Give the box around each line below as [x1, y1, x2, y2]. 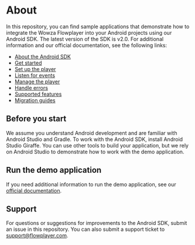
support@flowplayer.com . [6, 232, 69, 239]
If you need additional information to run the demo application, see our [6, 180, 177, 188]
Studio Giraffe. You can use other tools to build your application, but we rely [6, 142, 189, 149]
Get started [14, 59, 42, 66]
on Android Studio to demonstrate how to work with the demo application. [6, 148, 184, 155]
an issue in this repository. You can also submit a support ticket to [6, 226, 165, 233]
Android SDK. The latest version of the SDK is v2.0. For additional [6, 35, 164, 42]
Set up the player [14, 65, 56, 72]
